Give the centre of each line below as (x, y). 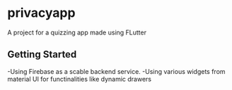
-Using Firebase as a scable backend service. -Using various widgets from (116, 71)
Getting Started (42, 54)
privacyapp (41, 13)
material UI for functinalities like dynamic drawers (80, 79)
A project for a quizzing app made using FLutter (77, 32)
